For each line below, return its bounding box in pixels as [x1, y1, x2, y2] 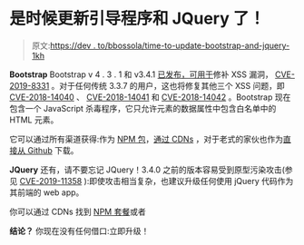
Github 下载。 [26, 144, 79, 155]
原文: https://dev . [31, 40, 96, 51]
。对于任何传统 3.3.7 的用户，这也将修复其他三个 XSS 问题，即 [51, 80, 285, 91]
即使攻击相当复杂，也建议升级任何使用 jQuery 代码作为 [89, 175, 294, 186]
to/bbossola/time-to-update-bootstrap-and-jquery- [97, 40, 290, 51]
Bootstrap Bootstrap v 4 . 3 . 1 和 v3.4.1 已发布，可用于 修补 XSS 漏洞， [9, 69, 274, 80]
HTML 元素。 [9, 114, 59, 125]
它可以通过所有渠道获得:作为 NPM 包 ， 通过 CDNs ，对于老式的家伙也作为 [9, 133, 284, 144]
